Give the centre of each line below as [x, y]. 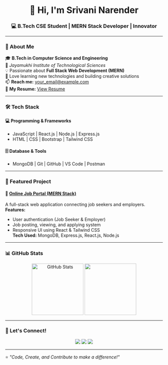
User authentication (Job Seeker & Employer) [59, 220]
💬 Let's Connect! [26, 331]
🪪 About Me [20, 47]
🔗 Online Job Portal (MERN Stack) [41, 193]
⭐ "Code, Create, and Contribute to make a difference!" [62, 357]
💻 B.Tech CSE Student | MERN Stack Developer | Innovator [84, 26]
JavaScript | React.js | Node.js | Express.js [56, 134]
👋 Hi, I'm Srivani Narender [84, 10]
